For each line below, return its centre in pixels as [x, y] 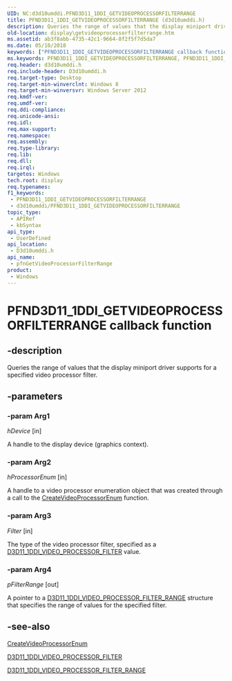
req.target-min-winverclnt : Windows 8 [63, 84]
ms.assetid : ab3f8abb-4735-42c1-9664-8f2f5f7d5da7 [81, 39]
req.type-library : [33, 148]
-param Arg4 [29, 569]
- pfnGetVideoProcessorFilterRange [61, 264]
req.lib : [20, 155]
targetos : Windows [33, 174]
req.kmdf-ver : [28, 97]
